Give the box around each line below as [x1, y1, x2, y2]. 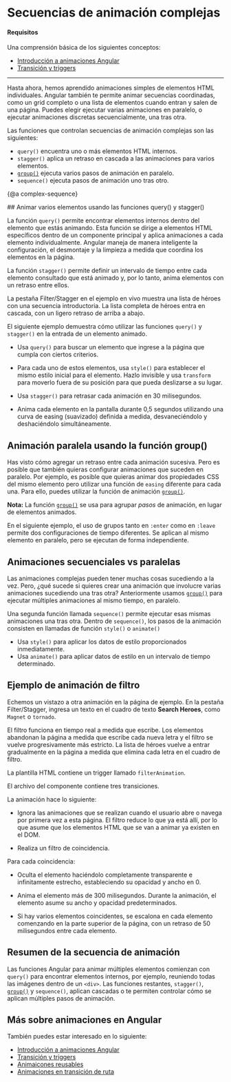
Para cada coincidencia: [7, 857, 76, 866]
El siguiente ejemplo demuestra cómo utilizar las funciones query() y [7, 323, 203, 331]
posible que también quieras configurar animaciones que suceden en [7, 465, 204, 473]
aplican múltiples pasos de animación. [7, 994, 115, 1002]
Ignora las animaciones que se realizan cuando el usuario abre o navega [16, 808, 222, 817]
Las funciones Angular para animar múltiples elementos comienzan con [7, 965, 210, 973]
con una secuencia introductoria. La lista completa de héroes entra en [7, 302, 206, 310]
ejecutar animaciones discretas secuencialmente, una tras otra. [7, 113, 187, 121]
